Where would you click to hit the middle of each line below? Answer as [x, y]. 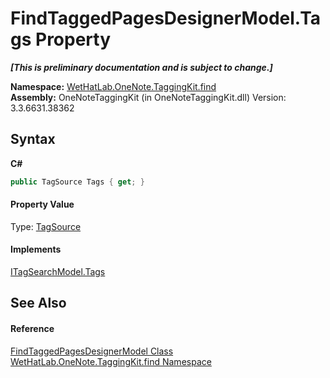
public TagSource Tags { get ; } [77, 182]
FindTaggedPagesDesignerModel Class [92, 351]
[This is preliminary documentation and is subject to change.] [141, 67]
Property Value [42, 204]
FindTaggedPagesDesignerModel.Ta [166, 18]
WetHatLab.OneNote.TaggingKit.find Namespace [111, 361]
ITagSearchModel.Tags [58, 272]
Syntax [33, 139]
